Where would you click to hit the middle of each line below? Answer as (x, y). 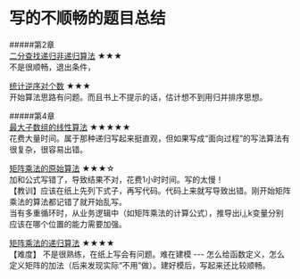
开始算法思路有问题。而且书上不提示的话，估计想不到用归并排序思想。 (138, 97)
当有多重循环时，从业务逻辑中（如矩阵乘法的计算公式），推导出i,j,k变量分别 (146, 213)
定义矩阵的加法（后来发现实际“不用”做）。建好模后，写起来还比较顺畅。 (140, 265)
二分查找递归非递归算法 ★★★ (66, 55)
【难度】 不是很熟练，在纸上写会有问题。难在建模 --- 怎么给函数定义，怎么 (147, 254)
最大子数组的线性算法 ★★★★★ (70, 127)
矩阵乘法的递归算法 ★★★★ (62, 242)
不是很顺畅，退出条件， (52, 67)
